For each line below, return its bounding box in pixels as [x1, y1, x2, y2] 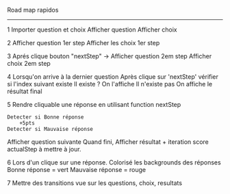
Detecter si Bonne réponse [7, 114, 84, 121]
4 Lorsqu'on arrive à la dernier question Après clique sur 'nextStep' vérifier [7, 73, 219, 81]
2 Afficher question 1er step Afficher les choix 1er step [7, 39, 160, 47]
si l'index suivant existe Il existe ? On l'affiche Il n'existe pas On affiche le [7, 80, 213, 88]
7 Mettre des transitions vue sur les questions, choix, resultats [7, 179, 183, 187]
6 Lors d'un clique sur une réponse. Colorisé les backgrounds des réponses [7, 158, 221, 167]
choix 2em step [7, 60, 51, 67]
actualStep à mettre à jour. [7, 145, 81, 153]
